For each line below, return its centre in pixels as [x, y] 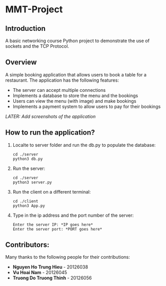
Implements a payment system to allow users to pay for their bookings [87, 106]
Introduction [26, 28]
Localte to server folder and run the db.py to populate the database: [84, 145]
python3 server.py [32, 182]
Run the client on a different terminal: [52, 192]
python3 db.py [28, 159]
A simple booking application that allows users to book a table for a [76, 74]
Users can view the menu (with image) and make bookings [74, 101]
